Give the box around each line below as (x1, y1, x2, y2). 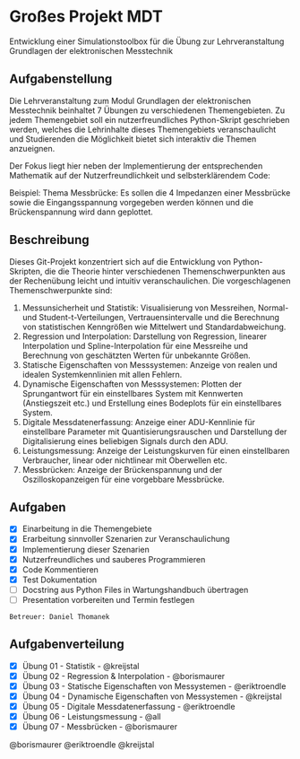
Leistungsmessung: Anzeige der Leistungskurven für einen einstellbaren (21, 445, 290, 456)
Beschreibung (9, 232, 90, 248)
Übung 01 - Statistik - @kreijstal (21, 660, 140, 671)
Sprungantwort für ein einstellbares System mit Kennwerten (21, 388, 244, 398)
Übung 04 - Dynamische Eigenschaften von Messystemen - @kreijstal (21, 691, 282, 702)
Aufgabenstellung (9, 72, 113, 87)
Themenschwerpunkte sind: (9, 284, 113, 295)
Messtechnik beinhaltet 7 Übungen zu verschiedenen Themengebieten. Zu (9, 105, 285, 116)
